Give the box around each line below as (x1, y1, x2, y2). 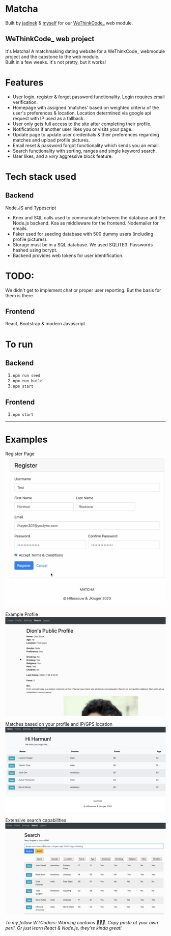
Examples (5, 434, 48, 445)
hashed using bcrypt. (12, 247, 58, 253)
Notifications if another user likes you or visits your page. (12, 126, 133, 132)
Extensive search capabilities (5, 817, 67, 824)
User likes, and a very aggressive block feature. (12, 153, 113, 159)
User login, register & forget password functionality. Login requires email (12, 94, 165, 100)
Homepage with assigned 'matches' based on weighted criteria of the (12, 104, 159, 110)
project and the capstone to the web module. (5, 53, 100, 60)
